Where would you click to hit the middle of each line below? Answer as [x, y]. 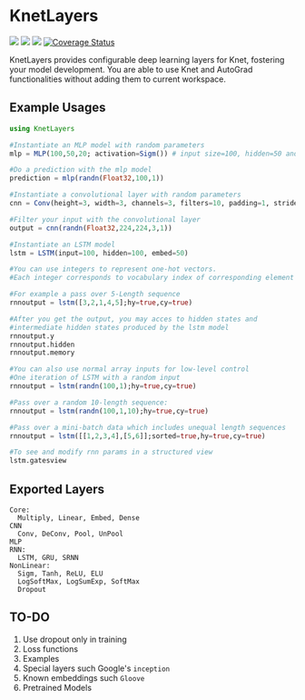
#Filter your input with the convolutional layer [105, 219]
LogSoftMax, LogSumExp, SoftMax [79, 581]
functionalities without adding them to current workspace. [118, 79]
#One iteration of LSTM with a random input [95, 378]
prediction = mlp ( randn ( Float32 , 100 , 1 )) [87, 178]
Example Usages [58, 108]
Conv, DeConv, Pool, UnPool [71, 534]
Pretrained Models [57, 687]
